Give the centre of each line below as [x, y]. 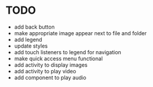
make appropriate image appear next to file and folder [80, 33]
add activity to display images [51, 65]
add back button [34, 27]
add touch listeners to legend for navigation [68, 52]
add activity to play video [45, 71]
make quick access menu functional [58, 58]
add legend [28, 39]
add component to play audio [50, 77]
